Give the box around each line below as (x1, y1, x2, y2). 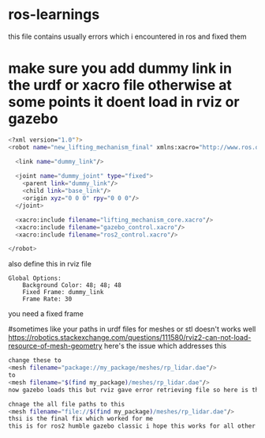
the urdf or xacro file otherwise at (8, 77, 233, 94)
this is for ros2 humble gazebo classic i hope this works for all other (8, 422, 256, 430)
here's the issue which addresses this (103, 342, 227, 351)
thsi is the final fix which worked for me (8, 415, 154, 423)
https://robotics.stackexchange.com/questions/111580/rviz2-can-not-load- (8, 333, 252, 342)
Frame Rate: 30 (22, 295, 73, 304)
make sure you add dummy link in (8, 59, 233, 77)
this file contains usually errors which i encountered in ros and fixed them (8, 32, 247, 41)
